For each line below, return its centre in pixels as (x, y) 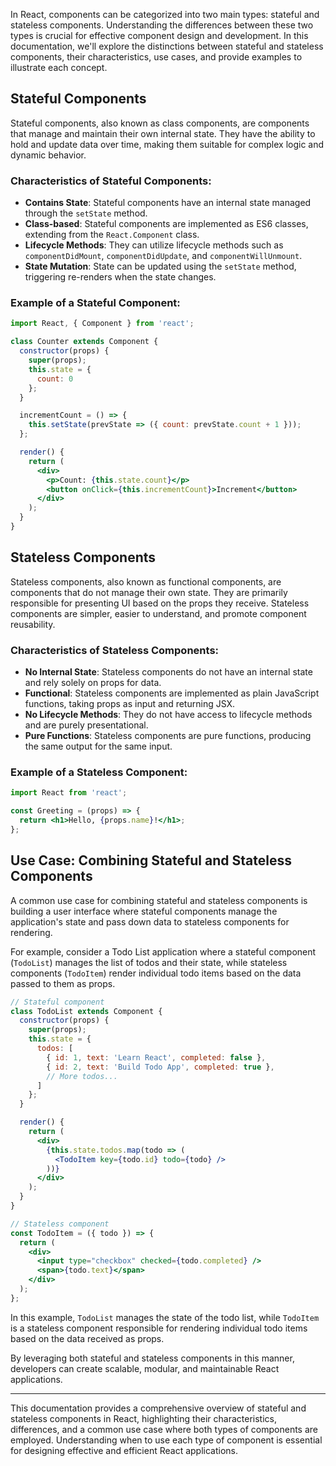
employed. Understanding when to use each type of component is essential (166, 1440)
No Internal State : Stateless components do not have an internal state (168, 672)
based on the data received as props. (87, 1338)
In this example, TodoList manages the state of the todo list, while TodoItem (165, 1317)
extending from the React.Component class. (112, 235)
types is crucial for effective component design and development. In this (159, 35)
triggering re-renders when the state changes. (120, 277)
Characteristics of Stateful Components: (111, 181)
